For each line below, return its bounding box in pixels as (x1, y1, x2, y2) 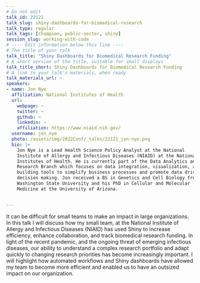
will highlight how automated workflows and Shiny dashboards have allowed (6, 257, 193, 264)
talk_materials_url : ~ (6, 75, 62, 81)
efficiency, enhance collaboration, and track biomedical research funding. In (6, 232, 193, 239)
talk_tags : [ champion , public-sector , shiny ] (6, 31, 121, 37)
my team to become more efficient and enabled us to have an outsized (6, 263, 180, 270)
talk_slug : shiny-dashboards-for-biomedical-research (6, 20, 143, 26)
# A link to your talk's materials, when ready (6, 70, 127, 76)
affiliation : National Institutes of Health (11, 92, 124, 98)
